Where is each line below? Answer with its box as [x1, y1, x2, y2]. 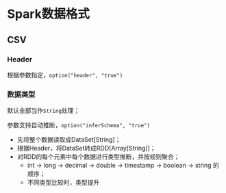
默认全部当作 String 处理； [7, 107, 80, 115]
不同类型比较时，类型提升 [27, 179, 100, 187]
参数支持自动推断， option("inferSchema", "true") [7, 121, 151, 129]
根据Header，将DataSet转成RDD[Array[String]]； [16, 144, 156, 153]
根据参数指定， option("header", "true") [7, 70, 123, 79]
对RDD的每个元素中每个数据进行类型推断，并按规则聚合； [16, 153, 180, 161]
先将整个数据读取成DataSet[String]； [16, 136, 121, 144]
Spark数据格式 [7, 6, 90, 22]
